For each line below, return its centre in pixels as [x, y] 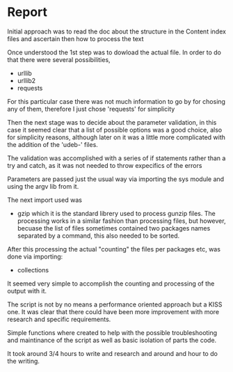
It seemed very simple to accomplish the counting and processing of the [111, 284]
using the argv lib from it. [43, 186]
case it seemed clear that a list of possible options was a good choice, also [115, 130]
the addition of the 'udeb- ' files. [53, 144]
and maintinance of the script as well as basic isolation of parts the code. [112, 340]
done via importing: [35, 256]
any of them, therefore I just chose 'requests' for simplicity [91, 109]
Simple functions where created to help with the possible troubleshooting [112, 332]
